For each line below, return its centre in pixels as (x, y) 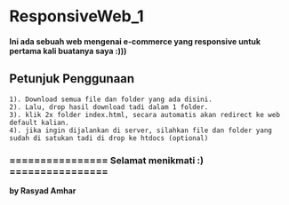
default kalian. (39, 122)
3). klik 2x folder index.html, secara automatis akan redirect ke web (144, 114)
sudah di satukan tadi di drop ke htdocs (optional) (109, 138)
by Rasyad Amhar (43, 190)
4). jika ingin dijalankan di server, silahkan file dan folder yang (141, 130)
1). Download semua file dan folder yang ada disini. (111, 99)
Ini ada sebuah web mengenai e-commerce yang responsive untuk (135, 41)
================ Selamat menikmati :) (107, 160)
